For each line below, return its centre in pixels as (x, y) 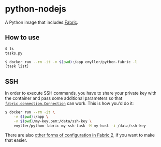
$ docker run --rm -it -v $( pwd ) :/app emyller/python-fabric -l (71, 62)
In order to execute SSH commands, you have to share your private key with (81, 93)
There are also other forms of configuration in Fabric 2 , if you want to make (80, 135)
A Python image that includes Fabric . (42, 22)
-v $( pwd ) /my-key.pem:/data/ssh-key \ (53, 121)
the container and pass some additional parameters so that (64, 98)
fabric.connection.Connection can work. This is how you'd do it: (69, 103)
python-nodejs (36, 9)
